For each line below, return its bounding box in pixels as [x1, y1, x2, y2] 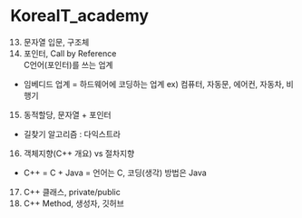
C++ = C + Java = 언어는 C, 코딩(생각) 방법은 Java [23, 167, 207, 178]
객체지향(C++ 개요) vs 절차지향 [23, 147, 135, 159]
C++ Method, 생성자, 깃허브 [23, 197, 125, 209]
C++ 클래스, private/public [23, 186, 121, 197]
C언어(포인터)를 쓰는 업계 [23, 59, 113, 70]
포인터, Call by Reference [23, 47, 117, 59]
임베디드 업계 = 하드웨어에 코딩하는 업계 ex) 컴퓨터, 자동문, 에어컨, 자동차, [23, 78, 285, 89]
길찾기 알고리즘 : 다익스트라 [23, 128, 122, 139]
